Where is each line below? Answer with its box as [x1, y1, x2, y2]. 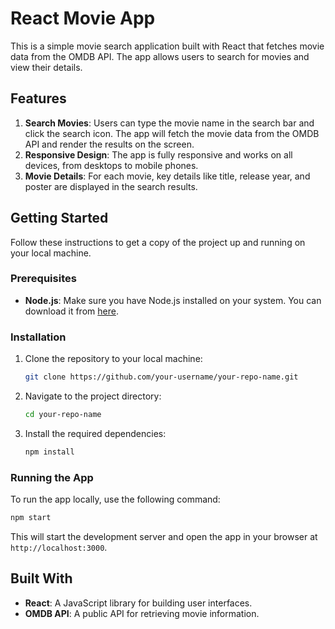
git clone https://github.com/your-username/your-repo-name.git [24, 372, 299, 382]
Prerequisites [10, 272, 77, 286]
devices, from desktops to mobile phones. [24, 159, 199, 171]
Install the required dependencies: [24, 427, 167, 439]
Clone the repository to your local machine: [24, 353, 203, 365]
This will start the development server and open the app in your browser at [10, 530, 318, 542]
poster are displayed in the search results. [24, 180, 198, 192]
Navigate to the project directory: [24, 390, 162, 402]
